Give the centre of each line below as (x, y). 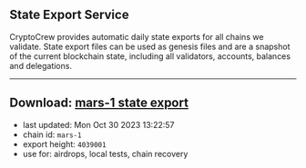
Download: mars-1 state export (99, 103)
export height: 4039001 (64, 143)
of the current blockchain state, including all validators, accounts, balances (150, 56)
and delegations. (41, 65)
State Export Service (69, 15)
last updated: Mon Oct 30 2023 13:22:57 (98, 124)
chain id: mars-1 (52, 134)
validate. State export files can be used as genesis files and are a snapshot (150, 46)
